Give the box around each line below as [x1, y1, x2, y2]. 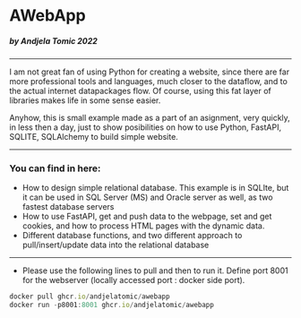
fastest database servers [21, 202, 115, 212]
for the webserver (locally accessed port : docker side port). [21, 275, 245, 286]
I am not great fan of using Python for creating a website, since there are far [9, 66, 289, 77]
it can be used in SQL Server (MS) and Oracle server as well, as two [21, 192, 273, 202]
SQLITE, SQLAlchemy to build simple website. [9, 132, 179, 142]
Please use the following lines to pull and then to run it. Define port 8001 [21, 265, 288, 276]
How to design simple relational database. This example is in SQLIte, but [21, 183, 289, 193]
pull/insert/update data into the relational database [21, 239, 210, 251]
